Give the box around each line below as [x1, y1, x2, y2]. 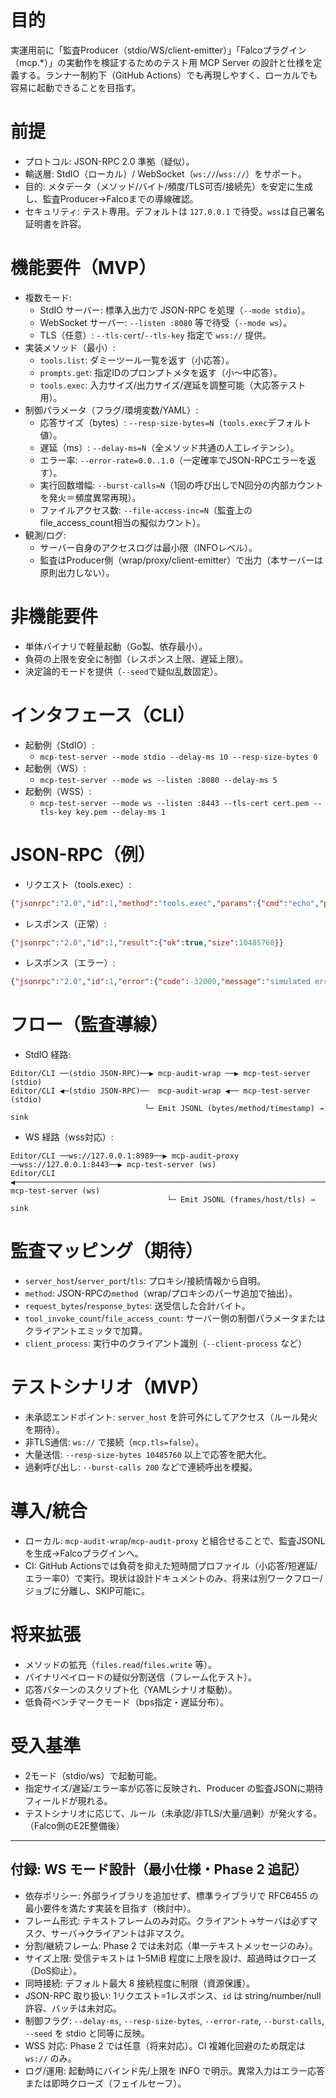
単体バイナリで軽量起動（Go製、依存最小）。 [24, 640, 208, 652]
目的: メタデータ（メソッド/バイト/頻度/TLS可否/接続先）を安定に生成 [24, 180, 313, 192]
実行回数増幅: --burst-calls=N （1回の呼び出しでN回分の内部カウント [39, 479, 324, 491]
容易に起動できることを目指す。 [10, 81, 142, 93]
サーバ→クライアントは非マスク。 [50, 1927, 190, 1939]
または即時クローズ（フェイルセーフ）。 [24, 2077, 187, 2089]
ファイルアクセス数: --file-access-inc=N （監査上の [39, 504, 253, 516]
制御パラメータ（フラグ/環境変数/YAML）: [24, 404, 199, 416]
